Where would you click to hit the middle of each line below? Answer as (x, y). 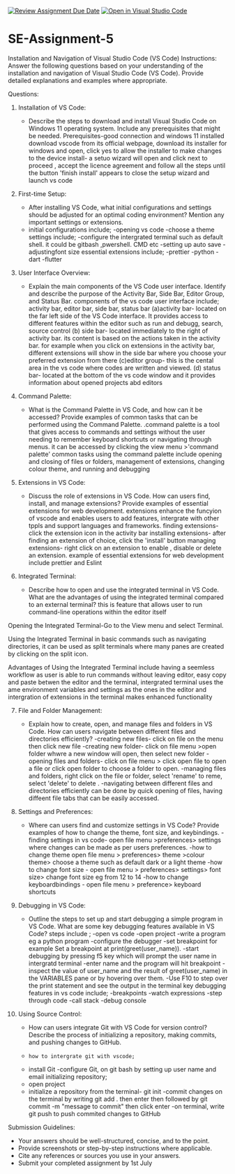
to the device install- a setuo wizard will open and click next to (118, 158)
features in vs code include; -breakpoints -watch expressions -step (125, 993)
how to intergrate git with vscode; (82, 1056)
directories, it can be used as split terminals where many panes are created (116, 646)
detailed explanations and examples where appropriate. (88, 80)
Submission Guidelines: (41, 1127)
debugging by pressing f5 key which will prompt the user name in (122, 956)
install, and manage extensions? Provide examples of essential (118, 503)
